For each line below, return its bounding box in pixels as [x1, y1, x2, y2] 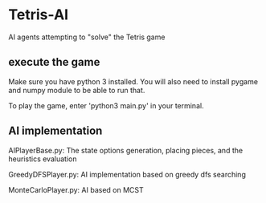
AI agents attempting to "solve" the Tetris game [8, 32, 166, 42]
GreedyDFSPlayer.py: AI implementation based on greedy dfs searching [8, 169, 247, 179]
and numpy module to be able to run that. [8, 85, 145, 95]
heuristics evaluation [8, 154, 77, 164]
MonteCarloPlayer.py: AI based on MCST [8, 185, 145, 194]
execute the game [8, 55, 100, 69]
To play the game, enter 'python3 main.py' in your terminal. [8, 100, 204, 110]
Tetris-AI [8, 6, 69, 24]
